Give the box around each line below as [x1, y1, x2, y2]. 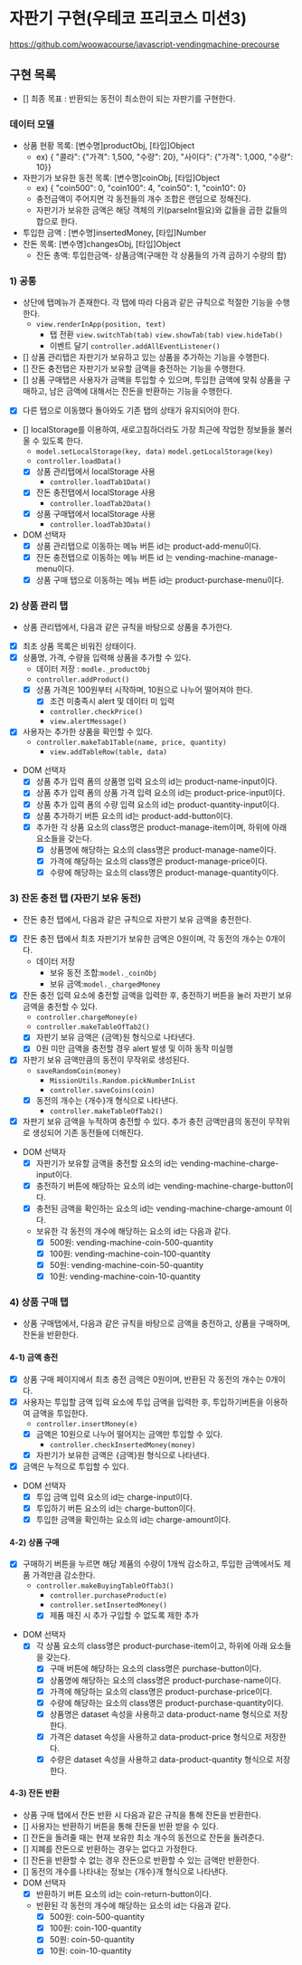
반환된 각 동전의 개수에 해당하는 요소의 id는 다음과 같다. [35, 1900, 231, 1911]
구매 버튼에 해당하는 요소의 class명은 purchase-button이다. [49, 1663, 262, 1674]
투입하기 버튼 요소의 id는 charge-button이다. [35, 1502, 196, 1513]
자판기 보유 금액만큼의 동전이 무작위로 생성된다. [22, 1054, 190, 1065]
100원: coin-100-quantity [49, 1922, 142, 1933]
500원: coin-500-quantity [49, 1912, 145, 1922]
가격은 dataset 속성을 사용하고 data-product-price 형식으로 [49, 1731, 262, 1742]
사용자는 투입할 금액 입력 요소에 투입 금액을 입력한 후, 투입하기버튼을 [22, 1396, 264, 1407]
